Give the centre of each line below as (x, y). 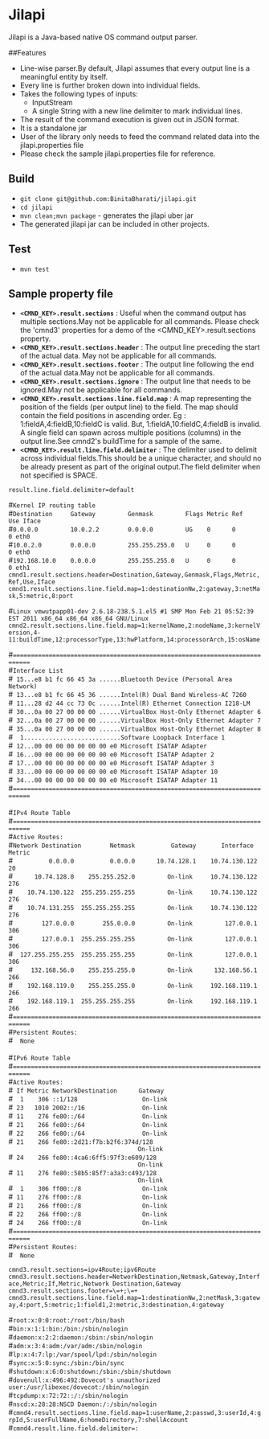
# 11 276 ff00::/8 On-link (88, 1197)
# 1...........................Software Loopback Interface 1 (117, 737)
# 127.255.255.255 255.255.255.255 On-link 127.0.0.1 (133, 954)
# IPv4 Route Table (39, 813)
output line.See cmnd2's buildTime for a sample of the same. (121, 441)
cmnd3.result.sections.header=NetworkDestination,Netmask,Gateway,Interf (134, 1277)
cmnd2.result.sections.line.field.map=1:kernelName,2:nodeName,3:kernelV (134, 626)
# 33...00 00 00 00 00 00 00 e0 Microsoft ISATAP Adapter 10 (113, 771)
